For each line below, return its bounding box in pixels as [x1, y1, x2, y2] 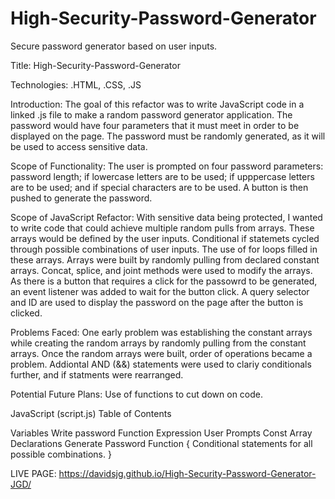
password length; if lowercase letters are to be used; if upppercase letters [10, 170, 315, 182]
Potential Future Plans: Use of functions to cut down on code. [10, 388, 264, 400]
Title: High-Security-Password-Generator [10, 59, 181, 71]
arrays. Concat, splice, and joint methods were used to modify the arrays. [10, 264, 313, 276]
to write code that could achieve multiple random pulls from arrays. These [10, 222, 315, 234]
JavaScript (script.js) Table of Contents [10, 407, 172, 419]
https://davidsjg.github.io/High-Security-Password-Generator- [58, 467, 317, 479]
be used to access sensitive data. [10, 140, 148, 152]
